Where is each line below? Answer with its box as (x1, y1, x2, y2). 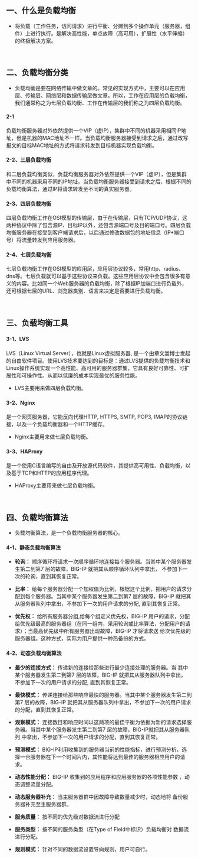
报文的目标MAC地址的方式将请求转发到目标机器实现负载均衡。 (6, 141, 158, 149)
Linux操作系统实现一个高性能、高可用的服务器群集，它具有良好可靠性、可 (6, 365, 184, 372)
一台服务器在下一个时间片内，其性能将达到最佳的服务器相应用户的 (19, 753, 180, 760)
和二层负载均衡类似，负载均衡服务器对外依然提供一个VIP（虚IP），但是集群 (6, 171, 187, 178)
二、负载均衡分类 (6, 67, 68, 78)
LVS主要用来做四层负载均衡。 (14, 385, 87, 392)
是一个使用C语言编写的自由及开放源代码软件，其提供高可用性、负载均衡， (6, 462, 186, 469)
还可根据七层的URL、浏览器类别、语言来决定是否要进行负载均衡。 (6, 287, 166, 294)
